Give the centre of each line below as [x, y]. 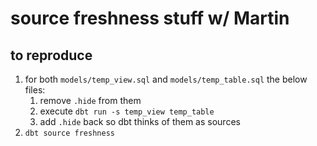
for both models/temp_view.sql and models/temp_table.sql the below [166, 79]
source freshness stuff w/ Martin [150, 18]
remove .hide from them [90, 100]
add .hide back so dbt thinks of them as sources [140, 121]
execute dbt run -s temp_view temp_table [127, 111]
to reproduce [51, 55]
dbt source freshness [69, 133]
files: [35, 90]
